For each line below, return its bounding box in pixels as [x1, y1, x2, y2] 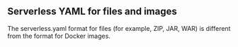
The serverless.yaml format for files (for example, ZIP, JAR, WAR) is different [7, 24, 231, 32]
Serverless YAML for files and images [7, 6, 177, 18]
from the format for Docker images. [7, 32, 111, 40]
